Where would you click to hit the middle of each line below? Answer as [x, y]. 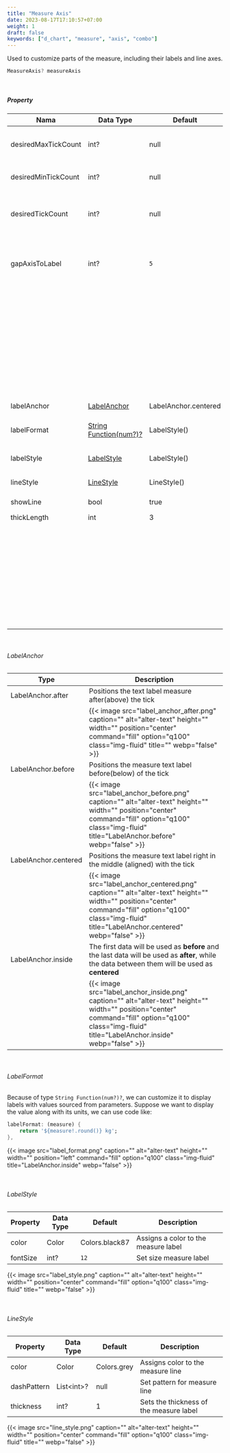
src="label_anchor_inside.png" [138, 992]
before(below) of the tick [129, 774]
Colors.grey [114, 1367]
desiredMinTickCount [45, 177]
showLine [26, 501]
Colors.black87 [105, 1242]
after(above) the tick [122, 700]
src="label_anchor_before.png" [139, 793]
